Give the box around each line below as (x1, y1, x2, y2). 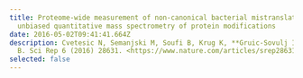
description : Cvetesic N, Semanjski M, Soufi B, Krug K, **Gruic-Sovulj (9, 38, 289, 48)
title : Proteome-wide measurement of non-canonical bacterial (9, 13, 248, 22)
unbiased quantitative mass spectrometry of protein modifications (17, 22, 277, 30)
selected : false (9, 55, 70, 64)
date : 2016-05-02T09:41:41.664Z (9, 30, 131, 39)
